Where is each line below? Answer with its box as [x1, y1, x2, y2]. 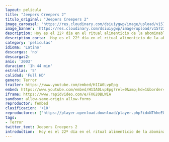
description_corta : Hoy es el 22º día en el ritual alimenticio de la [5, 36, 158, 41]
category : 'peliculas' [5, 40, 53, 45]
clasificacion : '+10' [5, 106, 51, 111]
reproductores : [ [5, 110, 42, 116]
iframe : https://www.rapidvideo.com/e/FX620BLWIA [5, 92, 112, 97]
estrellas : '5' [5, 68, 37, 74]
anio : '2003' [5, 59, 33, 64]
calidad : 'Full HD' [5, 73, 46, 78]
